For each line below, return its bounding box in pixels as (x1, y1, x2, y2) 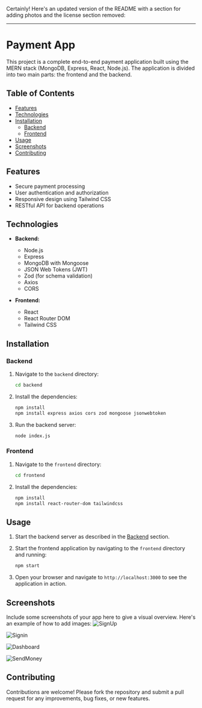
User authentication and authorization (14, 189, 109, 196)
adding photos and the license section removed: (6, 11, 126, 19)
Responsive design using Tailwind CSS (14, 195, 111, 202)
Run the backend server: (14, 421, 76, 428)
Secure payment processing (14, 182, 85, 190)
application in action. (14, 580, 67, 588)
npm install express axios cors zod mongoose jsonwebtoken (14, 410, 167, 416)
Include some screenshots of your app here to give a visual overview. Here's (6, 613, 196, 621)
